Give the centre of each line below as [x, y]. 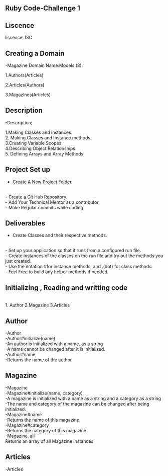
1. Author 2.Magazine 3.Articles [38, 305]
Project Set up [28, 170]
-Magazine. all [20, 436]
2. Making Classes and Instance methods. [48, 137]
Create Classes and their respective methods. [60, 235]
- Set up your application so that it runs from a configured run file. [73, 251]
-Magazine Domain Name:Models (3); [44, 65]
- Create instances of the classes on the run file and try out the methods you [84, 256]
